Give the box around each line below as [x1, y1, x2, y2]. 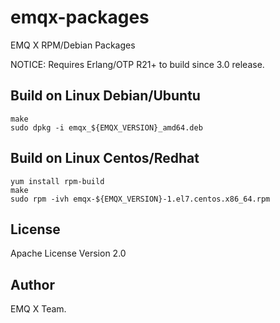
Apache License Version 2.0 [10, 247, 127, 260]
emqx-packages [10, 6, 150, 29]
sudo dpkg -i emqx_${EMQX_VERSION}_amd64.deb [10, 122, 203, 133]
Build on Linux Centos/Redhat [10, 150, 200, 167]
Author [10, 276, 55, 293]
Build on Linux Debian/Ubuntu [10, 87, 201, 105]
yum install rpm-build [10, 176, 105, 186]
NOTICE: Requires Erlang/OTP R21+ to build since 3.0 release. [10, 58, 265, 70]
